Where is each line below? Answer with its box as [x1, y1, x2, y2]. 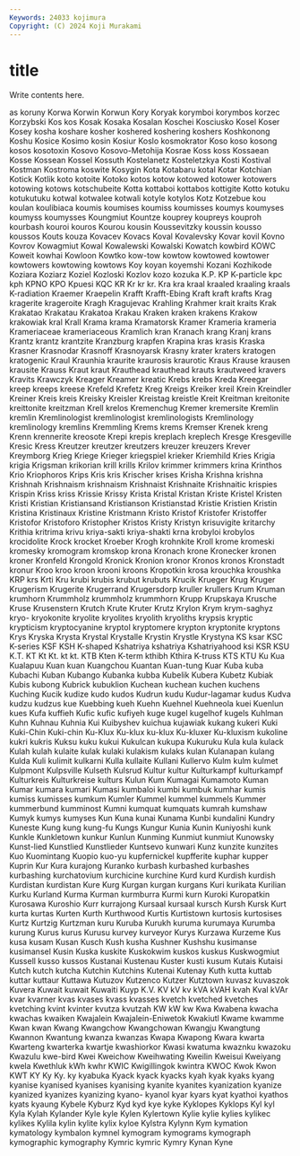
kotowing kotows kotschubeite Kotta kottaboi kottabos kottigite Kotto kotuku [9, 183, 290, 194]
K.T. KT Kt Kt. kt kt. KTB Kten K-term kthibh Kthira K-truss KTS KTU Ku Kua [9, 651, 285, 661]
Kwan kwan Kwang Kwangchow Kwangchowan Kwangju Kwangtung [9, 1022, 261, 1033]
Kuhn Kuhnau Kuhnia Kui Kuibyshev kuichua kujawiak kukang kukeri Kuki [9, 717, 279, 728]
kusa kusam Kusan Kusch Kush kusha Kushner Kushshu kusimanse [9, 937, 258, 948]
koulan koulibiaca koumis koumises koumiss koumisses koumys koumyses [9, 203, 285, 214]
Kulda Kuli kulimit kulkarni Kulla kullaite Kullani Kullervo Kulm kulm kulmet [9, 756, 279, 766]
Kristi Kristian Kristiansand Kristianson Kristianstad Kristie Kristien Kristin [9, 498, 278, 509]
